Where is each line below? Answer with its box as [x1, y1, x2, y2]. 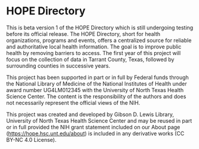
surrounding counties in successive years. [6, 62, 111, 69]
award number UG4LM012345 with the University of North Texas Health [6, 86, 184, 93]
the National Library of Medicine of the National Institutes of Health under [6, 80, 187, 87]
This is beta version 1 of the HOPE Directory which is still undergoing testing [6, 24, 194, 31]
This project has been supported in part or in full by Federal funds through [6, 74, 189, 81]
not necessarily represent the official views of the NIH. [6, 99, 140, 106]
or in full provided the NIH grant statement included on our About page [6, 123, 180, 130]
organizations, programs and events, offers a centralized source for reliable [6, 37, 192, 44]
